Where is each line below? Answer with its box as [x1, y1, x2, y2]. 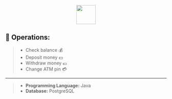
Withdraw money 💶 [25, 60, 67, 66]
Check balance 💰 [25, 47, 63, 53]
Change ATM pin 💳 [25, 66, 68, 72]
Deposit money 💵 [25, 54, 63, 60]
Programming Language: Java [25, 82, 91, 88]
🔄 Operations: [5, 33, 50, 42]
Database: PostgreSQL [25, 88, 75, 94]
